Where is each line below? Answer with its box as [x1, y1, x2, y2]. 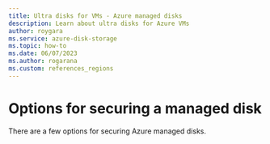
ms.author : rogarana [8, 57, 78, 66]
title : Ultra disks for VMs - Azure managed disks [8, 11, 183, 20]
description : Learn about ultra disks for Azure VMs [8, 19, 190, 28]
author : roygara [8, 27, 63, 35]
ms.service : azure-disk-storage [8, 34, 117, 43]
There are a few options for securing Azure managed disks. [8, 126, 206, 136]
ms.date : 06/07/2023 [8, 49, 78, 57]
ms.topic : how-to [8, 42, 67, 50]
